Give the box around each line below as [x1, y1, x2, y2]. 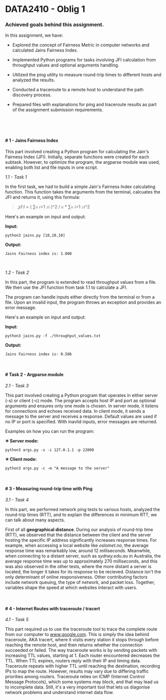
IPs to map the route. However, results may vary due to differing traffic [5, 668, 149, 674]
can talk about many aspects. [5, 517, 65, 523]
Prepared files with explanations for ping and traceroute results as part [12, 102, 157, 108]
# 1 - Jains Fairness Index [5, 137, 58, 143]
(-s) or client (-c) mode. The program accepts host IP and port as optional [5, 397, 156, 403]
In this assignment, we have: [5, 32, 63, 38]
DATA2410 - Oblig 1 [5, 3, 85, 15]
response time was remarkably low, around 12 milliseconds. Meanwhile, [5, 548, 151, 554]
